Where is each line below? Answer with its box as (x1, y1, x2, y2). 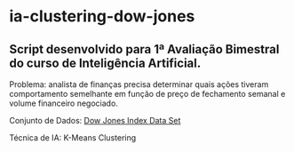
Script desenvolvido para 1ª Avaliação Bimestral (9, 42, 280, 57)
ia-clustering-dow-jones (9, 6, 195, 27)
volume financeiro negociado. (9, 98, 118, 108)
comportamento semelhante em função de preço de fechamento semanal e (9, 89, 286, 99)
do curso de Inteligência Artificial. (9, 55, 202, 70)
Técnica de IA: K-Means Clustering (9, 132, 137, 143)
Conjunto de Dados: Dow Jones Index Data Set (9, 116, 181, 125)
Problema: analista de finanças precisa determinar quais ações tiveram (9, 79, 269, 90)
